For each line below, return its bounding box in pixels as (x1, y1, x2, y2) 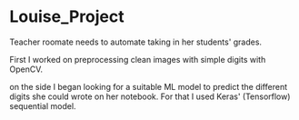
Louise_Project (9, 6, 125, 27)
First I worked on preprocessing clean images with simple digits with (9, 54, 266, 65)
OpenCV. (9, 64, 44, 75)
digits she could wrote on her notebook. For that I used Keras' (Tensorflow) (9, 91, 291, 102)
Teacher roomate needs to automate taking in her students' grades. (9, 36, 262, 47)
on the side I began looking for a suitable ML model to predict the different (9, 81, 288, 92)
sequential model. (9, 100, 76, 111)
